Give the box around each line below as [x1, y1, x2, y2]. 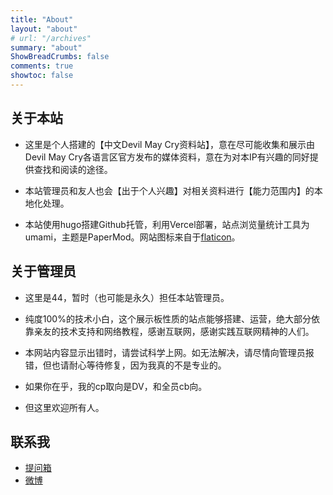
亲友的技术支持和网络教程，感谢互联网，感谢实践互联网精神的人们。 [33, 325, 315, 337]
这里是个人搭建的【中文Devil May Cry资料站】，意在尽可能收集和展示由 [24, 138, 316, 150]
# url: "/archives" [10, 33, 92, 43]
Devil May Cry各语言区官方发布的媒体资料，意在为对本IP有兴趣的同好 [24, 151, 310, 163]
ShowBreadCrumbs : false [10, 52, 110, 62]
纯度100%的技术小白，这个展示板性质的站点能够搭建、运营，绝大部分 [24, 312, 312, 325]
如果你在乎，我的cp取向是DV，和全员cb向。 [24, 380, 208, 392]
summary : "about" [10, 42, 83, 53]
